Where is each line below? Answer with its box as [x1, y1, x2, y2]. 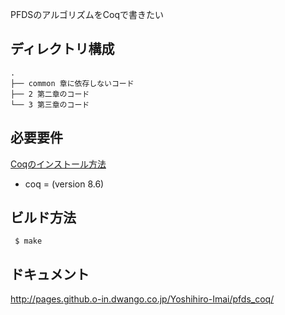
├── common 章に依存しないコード [10, 78, 135, 88]
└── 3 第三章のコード [10, 99, 90, 110]
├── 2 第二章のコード [10, 89, 90, 99]
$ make [14, 236, 43, 247]
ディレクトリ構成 [10, 41, 115, 58]
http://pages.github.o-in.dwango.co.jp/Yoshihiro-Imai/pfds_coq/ [10, 293, 275, 305]
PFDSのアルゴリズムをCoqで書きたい [10, 9, 165, 20]
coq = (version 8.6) [24, 178, 105, 190]
